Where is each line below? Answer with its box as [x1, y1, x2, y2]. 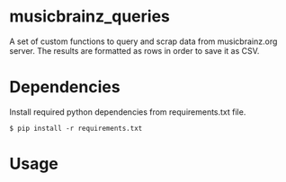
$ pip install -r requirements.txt [9, 124, 143, 133]
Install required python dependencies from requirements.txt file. [9, 106, 246, 117]
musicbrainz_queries [9, 6, 171, 27]
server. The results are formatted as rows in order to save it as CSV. [9, 45, 260, 56]
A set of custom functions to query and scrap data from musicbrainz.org [9, 36, 278, 47]
